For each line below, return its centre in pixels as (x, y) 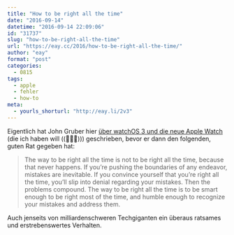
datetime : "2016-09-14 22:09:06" (56, 27)
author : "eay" (28, 53)
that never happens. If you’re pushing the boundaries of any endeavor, (126, 167)
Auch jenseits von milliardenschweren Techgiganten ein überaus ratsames (114, 218)
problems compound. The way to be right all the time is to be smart (121, 189)
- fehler (26, 92)
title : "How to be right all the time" (65, 14)
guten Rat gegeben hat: (41, 146)
